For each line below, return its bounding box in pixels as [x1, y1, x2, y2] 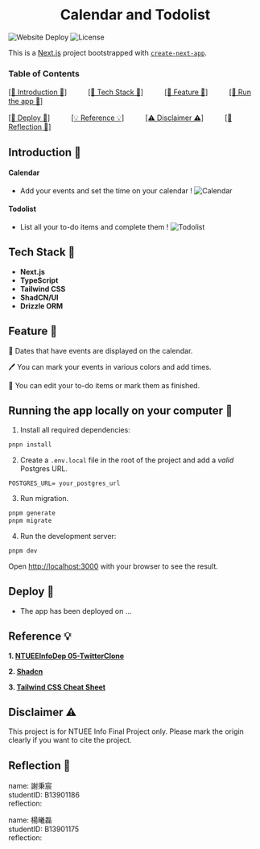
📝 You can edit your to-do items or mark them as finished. [8, 380, 200, 390]
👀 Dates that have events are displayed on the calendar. [8, 346, 193, 355]
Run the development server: [19, 532, 117, 541]
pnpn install [8, 441, 52, 449]
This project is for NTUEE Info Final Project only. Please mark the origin [8, 727, 244, 736]
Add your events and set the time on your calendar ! [19, 185, 193, 195]
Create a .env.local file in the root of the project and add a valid [19, 455, 234, 465]
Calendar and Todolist [60, 6, 211, 24]
